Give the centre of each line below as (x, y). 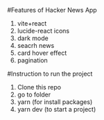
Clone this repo (39, 87)
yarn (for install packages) (55, 102)
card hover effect (42, 53)
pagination (33, 60)
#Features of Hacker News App (52, 10)
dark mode (33, 38)
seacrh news (36, 45)
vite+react (32, 23)
